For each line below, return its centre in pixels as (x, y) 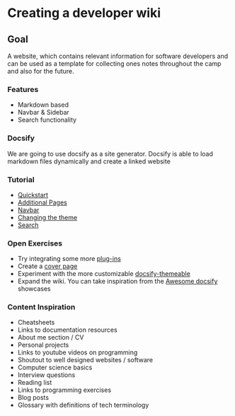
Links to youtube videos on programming (78, 352)
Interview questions (46, 375)
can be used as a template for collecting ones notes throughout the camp (114, 64)
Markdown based (43, 105)
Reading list (35, 383)
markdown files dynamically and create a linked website (89, 161)
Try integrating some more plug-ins (69, 259)
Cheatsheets (36, 323)
